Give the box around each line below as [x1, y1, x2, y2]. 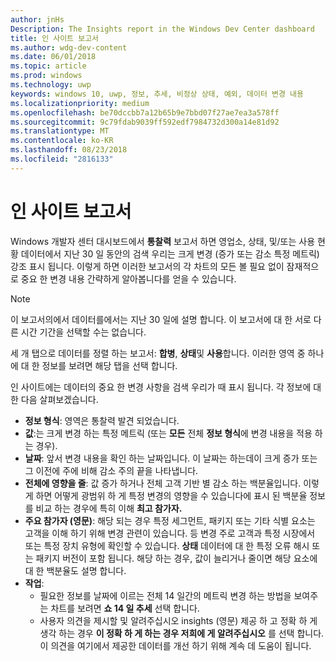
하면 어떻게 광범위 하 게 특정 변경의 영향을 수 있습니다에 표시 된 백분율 [35, 489, 308, 501]
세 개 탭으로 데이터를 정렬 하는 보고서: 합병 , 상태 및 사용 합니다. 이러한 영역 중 [10, 347, 306, 359]
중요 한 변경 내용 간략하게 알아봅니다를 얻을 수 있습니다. [20, 272, 237, 285]
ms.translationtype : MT [10, 126, 110, 136]
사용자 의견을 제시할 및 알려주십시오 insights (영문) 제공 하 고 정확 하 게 [39, 614, 318, 626]
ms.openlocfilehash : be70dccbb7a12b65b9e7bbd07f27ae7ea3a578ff [10, 107, 280, 118]
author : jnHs [10, 14, 65, 25]
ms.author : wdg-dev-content [10, 42, 128, 53]
